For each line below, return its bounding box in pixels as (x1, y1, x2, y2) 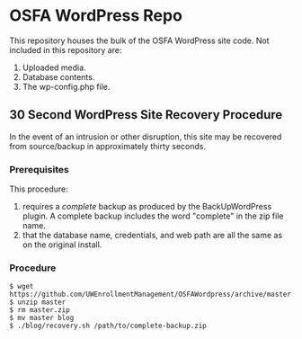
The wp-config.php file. (22, 81, 111, 92)
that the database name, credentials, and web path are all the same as (22, 230, 283, 241)
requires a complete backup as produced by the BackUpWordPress (22, 201, 272, 212)
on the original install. (22, 239, 102, 250)
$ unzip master (9, 298, 67, 307)
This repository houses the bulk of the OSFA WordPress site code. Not (9, 35, 270, 46)
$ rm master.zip (9, 306, 70, 315)
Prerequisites (9, 163, 69, 175)
